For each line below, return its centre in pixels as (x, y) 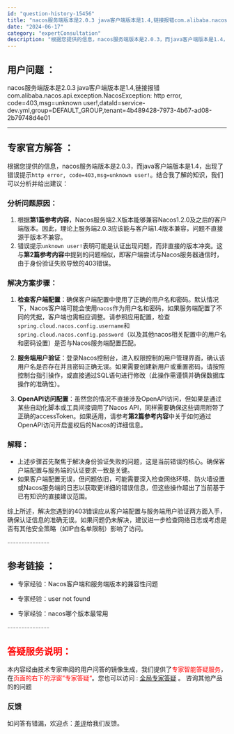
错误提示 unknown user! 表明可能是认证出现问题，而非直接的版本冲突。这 (120, 246)
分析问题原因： (32, 203)
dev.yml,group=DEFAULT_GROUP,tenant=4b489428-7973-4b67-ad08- (110, 110)
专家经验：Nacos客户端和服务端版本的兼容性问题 (87, 584)
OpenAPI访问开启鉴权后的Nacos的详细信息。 (82, 425)
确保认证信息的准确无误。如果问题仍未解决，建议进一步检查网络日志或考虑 (114, 519)
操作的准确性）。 (40, 384)
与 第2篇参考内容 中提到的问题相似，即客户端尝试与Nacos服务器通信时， (120, 254)
